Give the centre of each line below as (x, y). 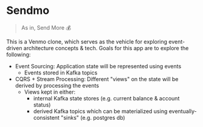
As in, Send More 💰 (46, 27)
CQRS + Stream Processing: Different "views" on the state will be (97, 79)
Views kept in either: (50, 92)
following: (19, 54)
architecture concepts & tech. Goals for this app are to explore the (106, 48)
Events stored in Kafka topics (61, 73)
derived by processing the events (57, 85)
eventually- (183, 111)
